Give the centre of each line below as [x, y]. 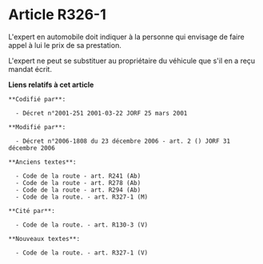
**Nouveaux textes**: [44, 238]
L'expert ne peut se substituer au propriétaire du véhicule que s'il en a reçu [132, 61]
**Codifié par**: [37, 99]
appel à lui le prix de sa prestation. [65, 45]
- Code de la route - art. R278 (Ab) [78, 183]
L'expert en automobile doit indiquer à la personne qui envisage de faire [127, 37]
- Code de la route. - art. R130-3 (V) [82, 225]
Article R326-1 [57, 15]
